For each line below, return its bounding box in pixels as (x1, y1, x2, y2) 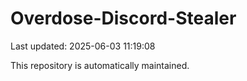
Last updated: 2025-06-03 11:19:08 (10, 40, 156, 52)
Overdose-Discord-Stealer (10, 7, 237, 30)
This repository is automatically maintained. (10, 59, 190, 71)
